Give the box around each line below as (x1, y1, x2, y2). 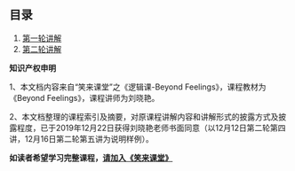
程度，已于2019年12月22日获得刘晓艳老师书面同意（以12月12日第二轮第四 (16, 122, 286, 133)
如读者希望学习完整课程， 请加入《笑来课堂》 (9, 152, 173, 163)
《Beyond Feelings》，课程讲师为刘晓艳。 (9, 92, 160, 103)
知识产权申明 (9, 62, 56, 73)
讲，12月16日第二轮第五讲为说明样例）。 (9, 133, 154, 144)
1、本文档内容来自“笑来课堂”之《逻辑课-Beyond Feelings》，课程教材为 (9, 82, 267, 92)
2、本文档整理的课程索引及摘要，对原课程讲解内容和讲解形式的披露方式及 (9, 111, 279, 121)
